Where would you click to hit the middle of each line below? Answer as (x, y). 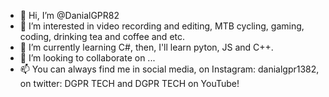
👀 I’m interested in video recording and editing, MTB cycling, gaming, (162, 26)
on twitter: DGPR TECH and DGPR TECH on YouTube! (129, 83)
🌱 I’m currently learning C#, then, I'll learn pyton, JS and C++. (146, 47)
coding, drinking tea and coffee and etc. (102, 36)
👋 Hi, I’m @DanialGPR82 (69, 15)
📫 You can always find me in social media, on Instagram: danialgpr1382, (169, 69)
